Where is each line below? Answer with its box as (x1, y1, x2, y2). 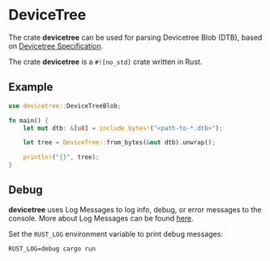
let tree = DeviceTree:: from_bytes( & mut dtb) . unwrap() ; (23, 139, 216, 147)
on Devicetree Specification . (8, 41, 104, 50)
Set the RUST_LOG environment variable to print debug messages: (8, 229, 223, 238)
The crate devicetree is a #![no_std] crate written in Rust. (8, 57, 203, 66)
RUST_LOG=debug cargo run (8, 245, 96, 253)
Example (8, 80, 54, 94)
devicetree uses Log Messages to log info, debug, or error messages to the (8, 204, 262, 214)
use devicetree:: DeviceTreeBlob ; (8, 101, 122, 110)
